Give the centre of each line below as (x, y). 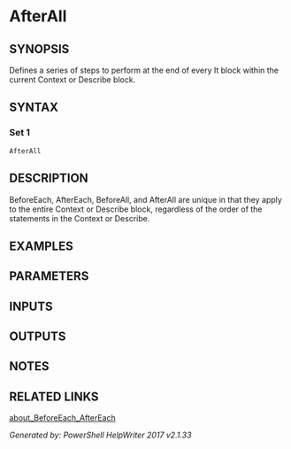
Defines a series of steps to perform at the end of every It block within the (144, 70)
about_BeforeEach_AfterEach (63, 418)
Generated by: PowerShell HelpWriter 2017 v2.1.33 (100, 435)
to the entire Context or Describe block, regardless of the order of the (136, 209)
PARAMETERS (49, 276)
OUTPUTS (38, 337)
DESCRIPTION (49, 178)
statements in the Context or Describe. (80, 218)
